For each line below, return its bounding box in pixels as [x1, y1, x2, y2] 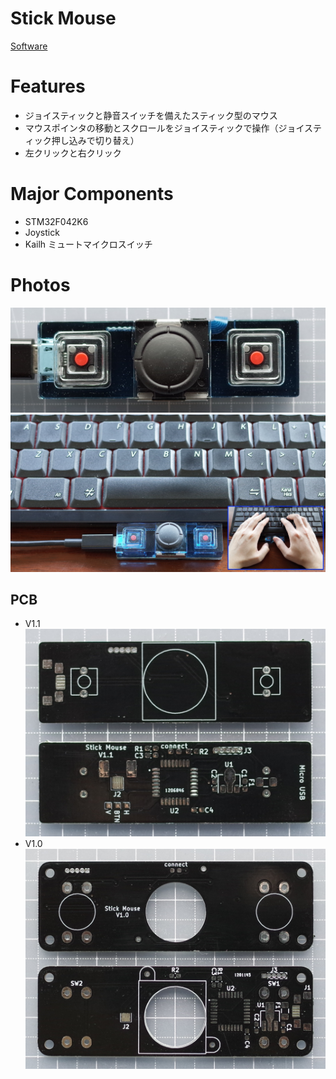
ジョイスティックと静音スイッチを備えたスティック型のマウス [24, 109, 278, 121]
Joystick [24, 226, 60, 238]
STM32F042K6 [24, 215, 89, 227]
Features [10, 75, 86, 98]
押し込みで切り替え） [51, 134, 140, 146]
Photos [10, 274, 71, 296]
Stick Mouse [10, 7, 117, 30]
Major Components [10, 183, 174, 206]
